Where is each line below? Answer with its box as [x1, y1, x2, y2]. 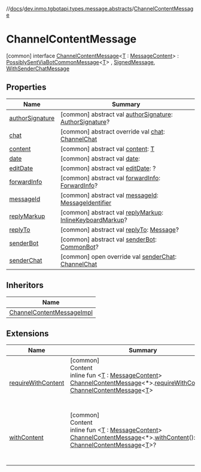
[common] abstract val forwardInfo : [60, 174, 160, 182]
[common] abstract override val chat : [60, 127, 165, 135]
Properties [6, 82, 47, 92]
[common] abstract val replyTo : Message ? [60, 225, 179, 234]
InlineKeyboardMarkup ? [60, 216, 127, 224]
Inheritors [6, 280, 44, 291]
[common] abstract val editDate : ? [60, 164, 156, 173]
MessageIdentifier [60, 198, 112, 207]
